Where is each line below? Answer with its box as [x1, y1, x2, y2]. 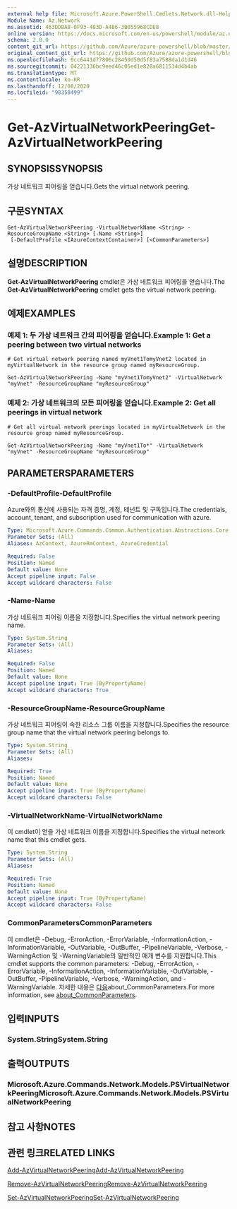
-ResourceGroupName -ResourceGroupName [7, 703, 166, 713]
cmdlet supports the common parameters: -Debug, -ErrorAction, [7, 959, 195, 967]
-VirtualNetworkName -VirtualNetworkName [7, 810, 163, 820]
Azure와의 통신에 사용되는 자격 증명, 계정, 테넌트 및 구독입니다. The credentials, [7, 506, 227, 514]
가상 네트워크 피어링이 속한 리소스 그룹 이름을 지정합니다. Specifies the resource [7, 720, 229, 729]
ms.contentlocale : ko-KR [7, 76, 80, 83]
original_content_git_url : [7, 50, 87, 57]
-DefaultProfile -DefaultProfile [7, 489, 111, 499]
